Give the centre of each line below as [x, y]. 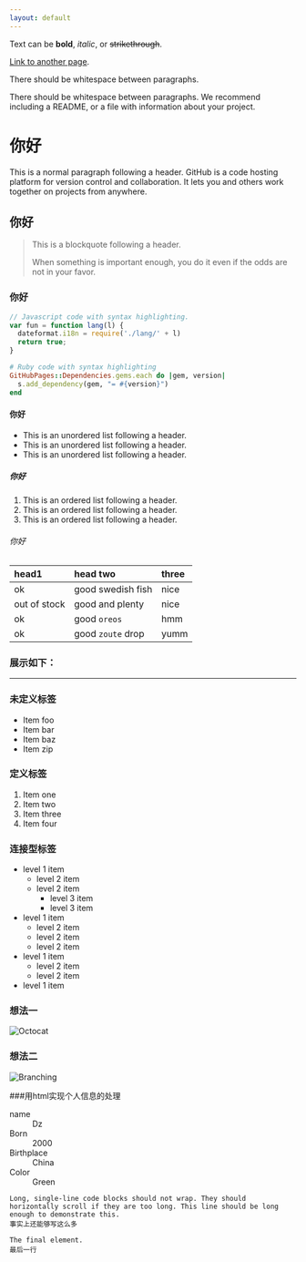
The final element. [46, 1240]
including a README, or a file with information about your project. [133, 107]
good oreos [98, 619]
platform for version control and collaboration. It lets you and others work [147, 181]
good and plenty [109, 604]
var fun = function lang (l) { [67, 325]
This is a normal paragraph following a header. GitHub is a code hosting [144, 172]
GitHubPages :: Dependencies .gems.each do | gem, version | [117, 375]
